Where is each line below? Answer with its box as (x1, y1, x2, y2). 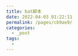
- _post (11, 30, 31, 36)
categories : (6, 24, 35, 31)
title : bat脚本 (6, 8, 42, 15)
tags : (6, 36, 19, 41)
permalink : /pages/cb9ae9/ (6, 19, 73, 25)
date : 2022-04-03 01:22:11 (6, 14, 73, 20)
